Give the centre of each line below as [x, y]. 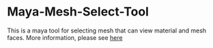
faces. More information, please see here [65, 37]
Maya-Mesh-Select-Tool [78, 12]
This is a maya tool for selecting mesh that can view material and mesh [107, 30]
